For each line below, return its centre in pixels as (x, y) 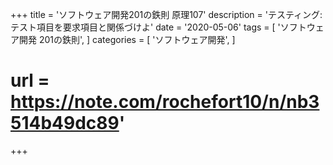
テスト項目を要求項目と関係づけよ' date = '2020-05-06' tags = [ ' (145, 27)
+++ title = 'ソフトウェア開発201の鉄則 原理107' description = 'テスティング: (166, 14)
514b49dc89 (65, 123)
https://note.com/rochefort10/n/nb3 (165, 102)
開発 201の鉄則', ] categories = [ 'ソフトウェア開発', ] (127, 39)
